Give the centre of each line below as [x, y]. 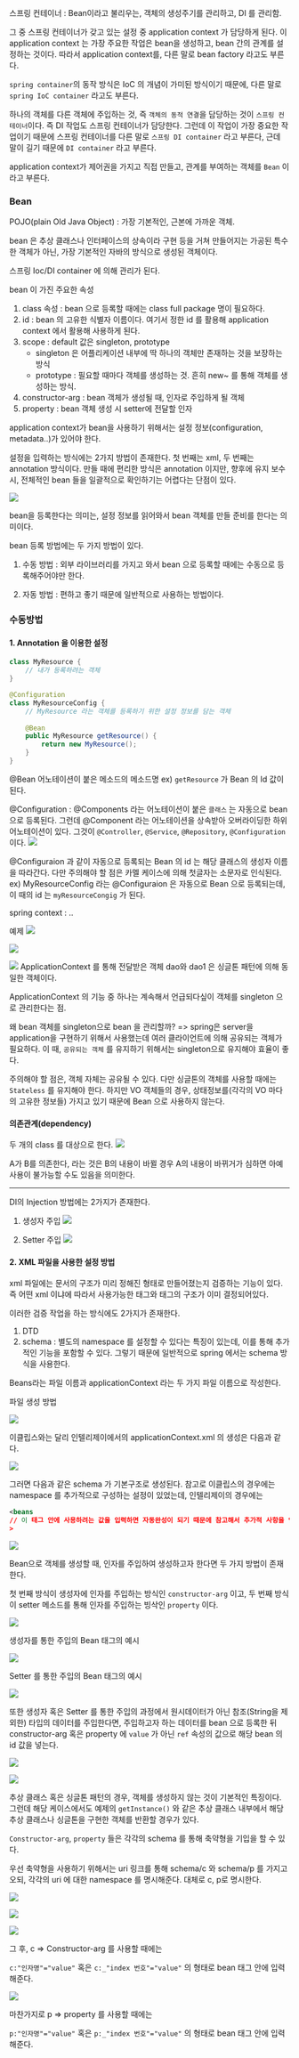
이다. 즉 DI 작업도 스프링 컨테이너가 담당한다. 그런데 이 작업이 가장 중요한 [153, 126]
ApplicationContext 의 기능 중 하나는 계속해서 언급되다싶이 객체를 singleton [141, 996]
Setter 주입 [42, 1240]
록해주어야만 [44, 576]
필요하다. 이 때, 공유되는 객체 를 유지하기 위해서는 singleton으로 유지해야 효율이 [145, 1049]
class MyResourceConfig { [57, 703]
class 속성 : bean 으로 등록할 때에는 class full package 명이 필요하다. [143, 309]
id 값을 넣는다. [34, 1745]
